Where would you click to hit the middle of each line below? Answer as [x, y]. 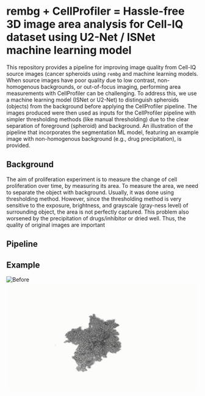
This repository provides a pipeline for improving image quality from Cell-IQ [101, 67]
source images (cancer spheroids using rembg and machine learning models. [102, 73]
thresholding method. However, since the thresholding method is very [94, 199]
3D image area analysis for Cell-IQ [95, 24]
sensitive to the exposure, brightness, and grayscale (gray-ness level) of [97, 205]
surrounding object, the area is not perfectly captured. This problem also [98, 212]
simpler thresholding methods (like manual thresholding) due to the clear [98, 119]
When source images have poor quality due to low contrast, [81, 80]
